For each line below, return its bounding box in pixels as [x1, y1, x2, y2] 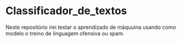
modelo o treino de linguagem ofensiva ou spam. [5, 29, 125, 37]
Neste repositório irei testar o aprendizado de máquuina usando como [5, 24, 177, 31]
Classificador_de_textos [5, 4, 128, 18]
